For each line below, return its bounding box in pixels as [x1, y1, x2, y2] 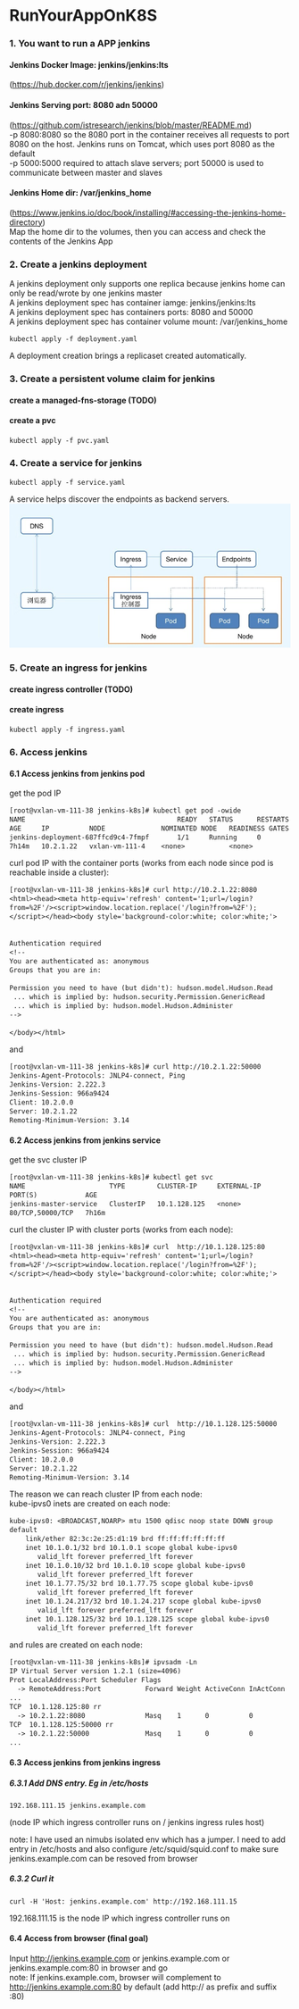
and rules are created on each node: [9, 1639, 143, 1650]
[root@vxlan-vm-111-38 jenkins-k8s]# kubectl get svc [9, 1173, 214, 1182]
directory [9, 216, 43, 228]
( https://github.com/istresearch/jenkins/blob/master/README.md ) [9, 120, 253, 130]
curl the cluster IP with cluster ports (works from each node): [9, 1224, 234, 1235]
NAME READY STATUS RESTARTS [9, 815, 290, 824]
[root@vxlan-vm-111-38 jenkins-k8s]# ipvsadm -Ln [9, 1658, 198, 1667]
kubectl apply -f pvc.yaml [9, 436, 110, 445]
